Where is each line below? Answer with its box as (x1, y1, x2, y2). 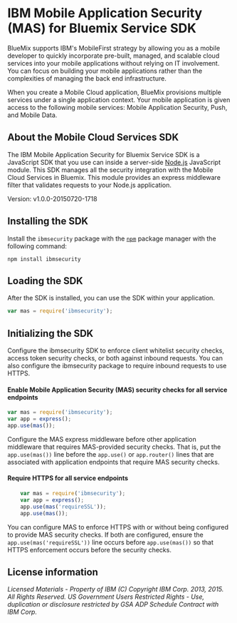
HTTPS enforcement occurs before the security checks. (7, 545, 172, 554)
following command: (7, 241, 68, 250)
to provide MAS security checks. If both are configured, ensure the (7, 530, 204, 539)
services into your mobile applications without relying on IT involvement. (7, 59, 220, 67)
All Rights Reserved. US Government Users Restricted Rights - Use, (7, 592, 205, 601)
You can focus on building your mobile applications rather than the (7, 66, 203, 75)
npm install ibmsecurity (7, 255, 81, 263)
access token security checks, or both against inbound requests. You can (7, 354, 223, 363)
